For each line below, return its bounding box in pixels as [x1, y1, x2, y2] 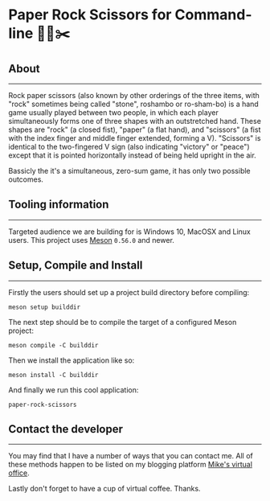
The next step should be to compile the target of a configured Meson [8, 317, 237, 326]
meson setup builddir [8, 303, 81, 311]
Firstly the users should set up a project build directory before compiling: [8, 287, 250, 297]
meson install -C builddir [8, 371, 99, 379]
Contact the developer [8, 422, 123, 436]
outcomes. [8, 175, 44, 184]
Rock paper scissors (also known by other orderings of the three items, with [8, 91, 260, 100]
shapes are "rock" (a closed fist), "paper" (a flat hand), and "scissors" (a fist [8, 125, 261, 134]
